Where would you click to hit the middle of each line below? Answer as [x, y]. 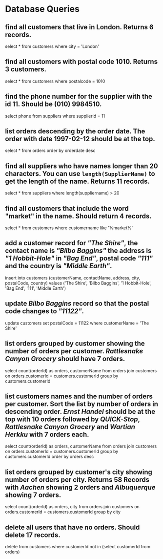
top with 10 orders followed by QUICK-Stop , [72, 419]
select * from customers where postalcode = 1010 [55, 81]
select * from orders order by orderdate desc [50, 150]
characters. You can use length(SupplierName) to [80, 174]
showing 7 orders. [33, 495]
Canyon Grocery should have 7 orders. [65, 359]
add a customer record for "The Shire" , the [71, 243]
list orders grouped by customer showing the [75, 344]
